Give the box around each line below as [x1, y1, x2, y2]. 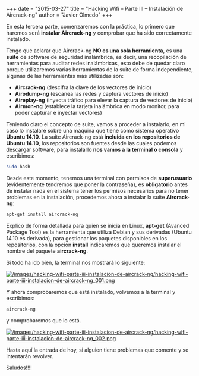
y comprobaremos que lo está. [6, 317, 81, 324]
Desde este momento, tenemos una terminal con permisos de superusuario [6, 174, 192, 181]
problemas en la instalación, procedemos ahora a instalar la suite [6, 193, 165, 200]
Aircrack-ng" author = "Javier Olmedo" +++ [6, 11, 113, 18]
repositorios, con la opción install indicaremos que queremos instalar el [6, 241, 182, 248]
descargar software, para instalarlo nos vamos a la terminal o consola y [6, 146, 183, 153]
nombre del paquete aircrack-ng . [6, 247, 88, 255]
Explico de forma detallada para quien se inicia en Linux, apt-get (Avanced [6, 222, 189, 229]
